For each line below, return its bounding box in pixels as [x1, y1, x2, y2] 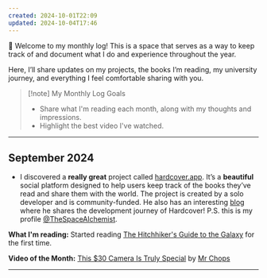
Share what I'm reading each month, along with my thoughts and [39, 104, 252, 114]
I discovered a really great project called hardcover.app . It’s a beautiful [19, 172, 254, 182]
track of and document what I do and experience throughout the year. [8, 49, 237, 59]
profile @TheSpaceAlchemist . [19, 214, 118, 224]
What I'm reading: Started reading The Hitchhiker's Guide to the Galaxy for [8, 230, 255, 239]
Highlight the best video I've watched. [39, 121, 164, 130]
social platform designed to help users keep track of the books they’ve [19, 180, 252, 191]
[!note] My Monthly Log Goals [27, 88, 126, 98]
